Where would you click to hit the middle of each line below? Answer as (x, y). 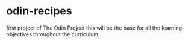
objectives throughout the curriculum (52, 34)
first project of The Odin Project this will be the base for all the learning (94, 28)
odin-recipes (39, 11)
